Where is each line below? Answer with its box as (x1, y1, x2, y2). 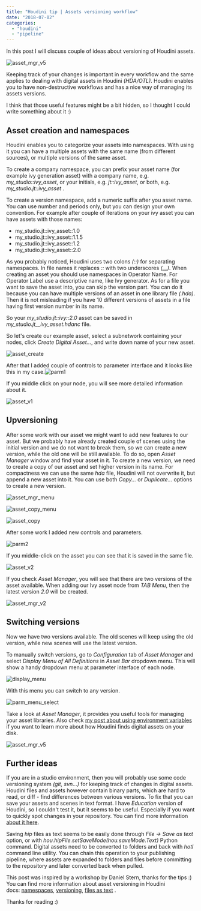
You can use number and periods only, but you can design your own (6, 202, 175, 210)
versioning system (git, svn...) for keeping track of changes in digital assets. (6, 781, 194, 788)
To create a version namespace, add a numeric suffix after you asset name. (6, 196, 193, 203)
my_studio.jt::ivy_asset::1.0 (14, 227, 80, 234)
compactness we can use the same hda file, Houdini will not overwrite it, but (6, 469, 196, 477)
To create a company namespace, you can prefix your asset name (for (6, 166, 180, 173)
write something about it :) (6, 108, 71, 115)
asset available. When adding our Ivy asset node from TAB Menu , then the (6, 582, 190, 589)
